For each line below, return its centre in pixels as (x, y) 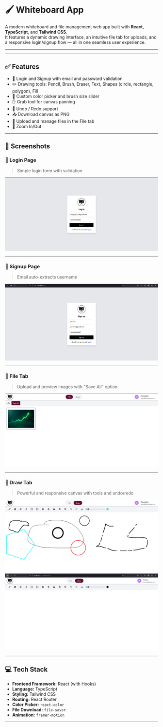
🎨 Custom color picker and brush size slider (56, 96)
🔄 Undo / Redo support (35, 109)
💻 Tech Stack (26, 670)
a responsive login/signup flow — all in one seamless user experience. (75, 42)
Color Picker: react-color (38, 704)
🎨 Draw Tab (19, 482)
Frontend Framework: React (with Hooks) (54, 684)
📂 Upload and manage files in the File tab (53, 121)
